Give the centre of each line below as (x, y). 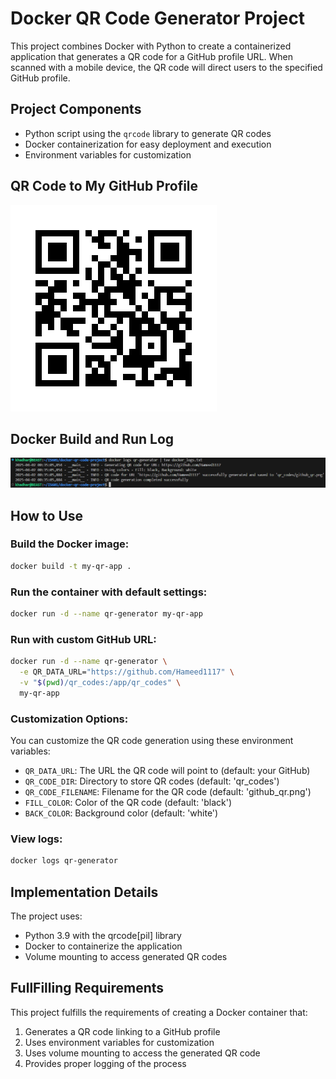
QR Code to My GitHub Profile (104, 186)
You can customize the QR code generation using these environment (152, 740)
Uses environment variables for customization (119, 1042)
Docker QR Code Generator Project (158, 18)
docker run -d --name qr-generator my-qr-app (106, 613)
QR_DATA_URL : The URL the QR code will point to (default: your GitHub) (167, 770)
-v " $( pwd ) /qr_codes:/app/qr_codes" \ (100, 682)
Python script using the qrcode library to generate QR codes (148, 133)
